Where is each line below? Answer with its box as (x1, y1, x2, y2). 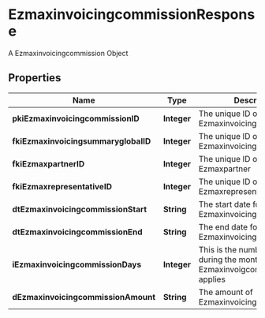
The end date (198, 221, 248, 232)
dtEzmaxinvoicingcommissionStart (12, 204, 147, 215)
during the (198, 254, 237, 265)
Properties (8, 71, 62, 84)
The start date (198, 199, 251, 210)
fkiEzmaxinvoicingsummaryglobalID (12, 136, 151, 147)
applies (198, 274, 226, 285)
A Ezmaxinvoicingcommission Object (8, 48, 129, 58)
